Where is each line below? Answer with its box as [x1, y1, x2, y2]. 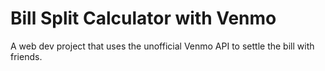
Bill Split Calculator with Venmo [10, 7, 277, 30]
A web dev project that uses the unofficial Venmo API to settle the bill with [10, 40, 315, 52]
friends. [10, 50, 43, 62]
